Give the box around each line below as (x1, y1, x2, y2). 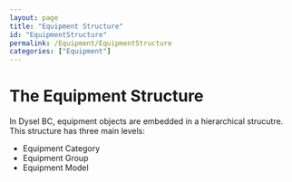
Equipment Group (22, 153, 89, 164)
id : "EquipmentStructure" (9, 30, 107, 39)
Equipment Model (22, 162, 89, 173)
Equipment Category (22, 143, 101, 154)
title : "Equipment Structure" (9, 22, 124, 31)
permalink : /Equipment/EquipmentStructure (9, 38, 172, 48)
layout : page (9, 13, 59, 23)
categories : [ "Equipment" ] (9, 47, 112, 56)
